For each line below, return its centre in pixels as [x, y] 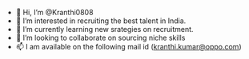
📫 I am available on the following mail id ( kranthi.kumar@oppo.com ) [129, 47]
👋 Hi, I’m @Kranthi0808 [54, 12]
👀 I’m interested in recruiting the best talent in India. [101, 21]
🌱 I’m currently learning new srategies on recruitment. [104, 29]
